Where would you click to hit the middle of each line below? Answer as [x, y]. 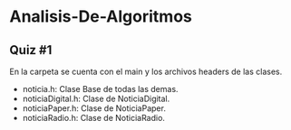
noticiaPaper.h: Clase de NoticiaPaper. [94, 108]
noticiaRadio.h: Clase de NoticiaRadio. [94, 118]
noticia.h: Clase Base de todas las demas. [100, 89]
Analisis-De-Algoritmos [101, 17]
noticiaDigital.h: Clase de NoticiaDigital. [96, 98]
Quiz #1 [31, 50]
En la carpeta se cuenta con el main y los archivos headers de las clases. [146, 71]
